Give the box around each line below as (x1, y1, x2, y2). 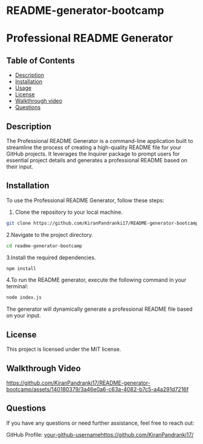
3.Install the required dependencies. (6, 254, 96, 261)
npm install (6, 265, 36, 271)
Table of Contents (6, 55, 76, 65)
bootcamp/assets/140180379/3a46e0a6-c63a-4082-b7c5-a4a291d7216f (6, 385, 189, 393)
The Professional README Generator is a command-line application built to (6, 138, 193, 144)
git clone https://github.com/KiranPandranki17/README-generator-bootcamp (6, 220, 199, 226)
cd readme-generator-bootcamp (6, 243, 83, 249)
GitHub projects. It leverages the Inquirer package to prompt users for (6, 150, 180, 157)
